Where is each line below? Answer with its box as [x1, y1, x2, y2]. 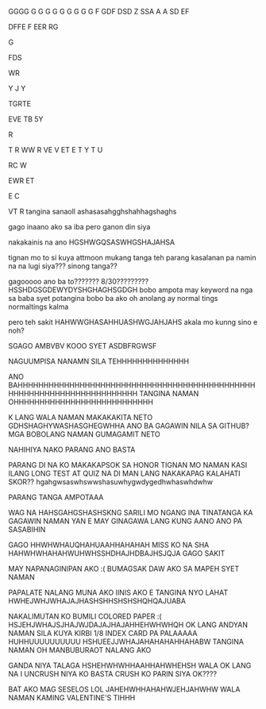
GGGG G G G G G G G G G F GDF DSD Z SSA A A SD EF [8, 7, 190, 16]
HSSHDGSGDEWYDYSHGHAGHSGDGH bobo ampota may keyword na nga [8, 285, 253, 295]
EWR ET [8, 176, 35, 185]
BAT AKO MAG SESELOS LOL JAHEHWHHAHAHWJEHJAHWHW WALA [8, 684, 241, 694]
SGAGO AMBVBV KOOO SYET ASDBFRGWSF [8, 341, 157, 350]
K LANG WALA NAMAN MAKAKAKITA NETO [8, 413, 153, 422]
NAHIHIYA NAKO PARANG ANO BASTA [8, 445, 136, 454]
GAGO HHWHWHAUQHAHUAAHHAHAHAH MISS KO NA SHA [8, 540, 210, 549]
